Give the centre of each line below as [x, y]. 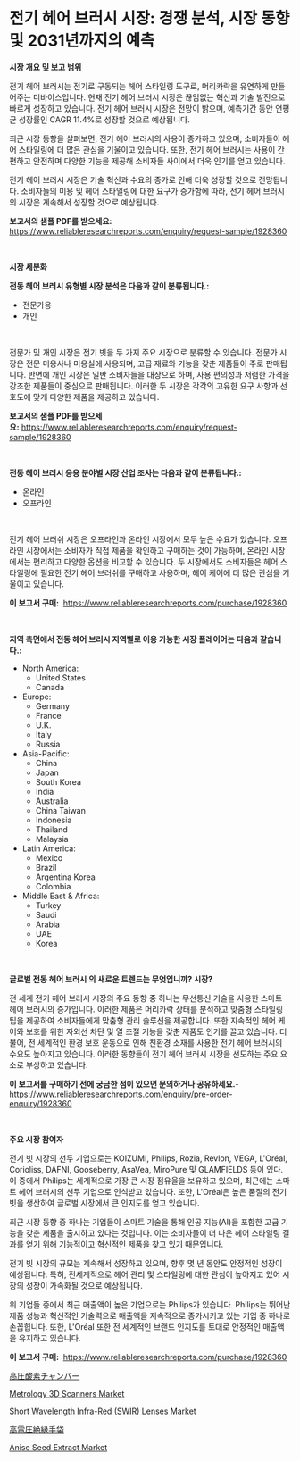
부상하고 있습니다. [57, 1064]
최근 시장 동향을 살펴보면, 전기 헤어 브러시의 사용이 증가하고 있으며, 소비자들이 [145, 138]
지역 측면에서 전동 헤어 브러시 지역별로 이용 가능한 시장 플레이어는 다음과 [134, 639]
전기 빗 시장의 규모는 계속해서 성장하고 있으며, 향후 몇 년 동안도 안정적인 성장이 [146, 1263]
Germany [52, 705]
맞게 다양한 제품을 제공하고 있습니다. [96, 397]
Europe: [37, 697]
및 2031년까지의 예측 [82, 41]
